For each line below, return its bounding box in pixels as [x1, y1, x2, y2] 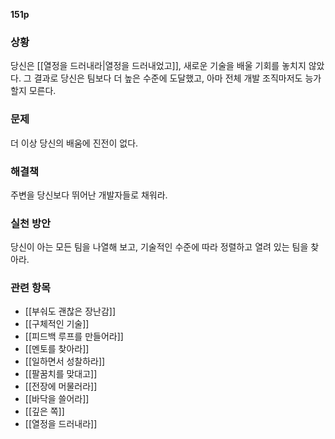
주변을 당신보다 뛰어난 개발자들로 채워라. [10, 189, 168, 201]
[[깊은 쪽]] [24, 405, 65, 418]
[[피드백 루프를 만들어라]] [24, 330, 124, 343]
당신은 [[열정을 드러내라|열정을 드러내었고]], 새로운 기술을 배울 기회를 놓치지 [10, 60, 307, 72]
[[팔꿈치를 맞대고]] [24, 368, 98, 380]
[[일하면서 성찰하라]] [24, 355, 106, 368]
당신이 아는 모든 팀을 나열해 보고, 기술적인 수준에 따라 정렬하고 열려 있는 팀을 [10, 241, 309, 253]
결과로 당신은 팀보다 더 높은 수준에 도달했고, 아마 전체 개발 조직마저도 [33, 72, 303, 84]
